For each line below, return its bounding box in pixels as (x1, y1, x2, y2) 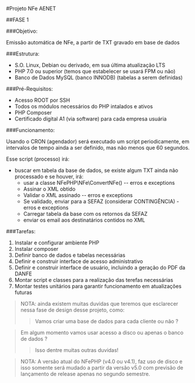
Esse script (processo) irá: (6, 156, 70, 163)
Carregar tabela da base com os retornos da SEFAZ (23, 211, 148, 217)
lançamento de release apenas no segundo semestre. (20, 371, 150, 377)
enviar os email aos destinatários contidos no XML (23, 216, 145, 223)
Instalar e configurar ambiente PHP (14, 239, 100, 246)
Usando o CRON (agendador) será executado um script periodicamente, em (6, 138, 190, 145)
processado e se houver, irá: (14, 173, 84, 180)
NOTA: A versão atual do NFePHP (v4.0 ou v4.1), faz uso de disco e (20, 358, 183, 365)
